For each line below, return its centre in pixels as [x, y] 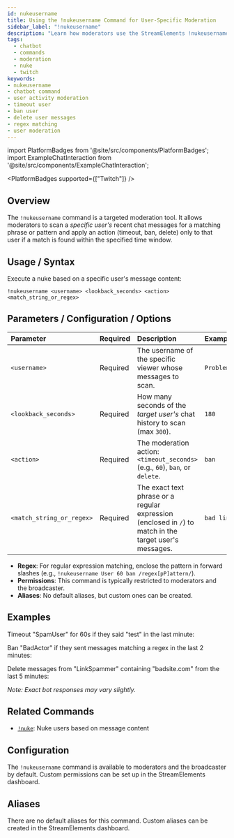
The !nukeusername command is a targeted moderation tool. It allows [105, 218]
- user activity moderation [48, 98]
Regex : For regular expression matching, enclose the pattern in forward [120, 566]
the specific [156, 359]
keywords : [22, 79]
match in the [157, 531]
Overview [29, 201]
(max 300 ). [154, 432]
